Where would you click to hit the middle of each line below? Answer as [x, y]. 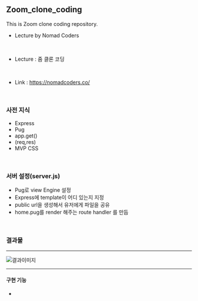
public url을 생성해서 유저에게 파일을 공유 [62, 205]
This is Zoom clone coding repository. [52, 24]
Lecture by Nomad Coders [47, 35]
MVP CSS [27, 148]
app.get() [26, 136]
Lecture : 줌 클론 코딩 [39, 59]
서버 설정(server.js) [33, 176]
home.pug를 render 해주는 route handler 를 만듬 [71, 212]
